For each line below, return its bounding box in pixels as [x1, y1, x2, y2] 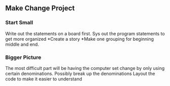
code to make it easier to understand [5, 75, 82, 82]
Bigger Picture [5, 54, 42, 61]
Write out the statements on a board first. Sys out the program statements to [5, 30, 165, 37]
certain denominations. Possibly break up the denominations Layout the [5, 70, 155, 76]
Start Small [5, 19, 33, 26]
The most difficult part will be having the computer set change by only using [5, 65, 165, 71]
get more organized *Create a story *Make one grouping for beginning [5, 36, 154, 42]
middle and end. [5, 41, 39, 47]
